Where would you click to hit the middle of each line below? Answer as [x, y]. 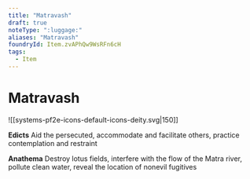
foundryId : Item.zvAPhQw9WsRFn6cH [65, 45]
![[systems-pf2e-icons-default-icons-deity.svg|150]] [93, 119]
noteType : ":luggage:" [45, 30]
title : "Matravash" [40, 15]
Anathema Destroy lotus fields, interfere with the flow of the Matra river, [125, 159]
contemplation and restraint [53, 143]
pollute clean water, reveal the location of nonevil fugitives [103, 166]
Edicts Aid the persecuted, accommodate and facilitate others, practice [124, 135]
